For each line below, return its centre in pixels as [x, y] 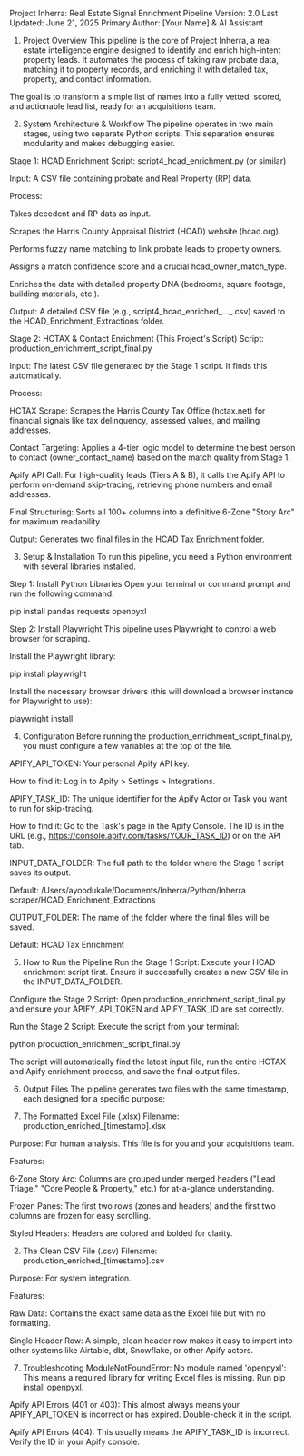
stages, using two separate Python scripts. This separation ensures [148, 134]
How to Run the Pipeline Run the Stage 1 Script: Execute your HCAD [149, 962]
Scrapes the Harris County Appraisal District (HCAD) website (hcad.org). [145, 231]
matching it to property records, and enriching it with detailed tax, [145, 69]
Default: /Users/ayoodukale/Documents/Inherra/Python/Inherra [128, 890]
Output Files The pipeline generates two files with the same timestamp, [155, 1089]
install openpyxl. [53, 1387]
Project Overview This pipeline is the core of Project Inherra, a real [147, 40]
